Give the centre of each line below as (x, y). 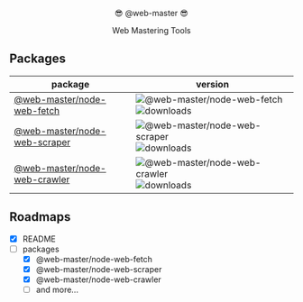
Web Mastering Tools (151, 30)
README (39, 239)
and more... (57, 289)
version (212, 84)
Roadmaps (40, 217)
